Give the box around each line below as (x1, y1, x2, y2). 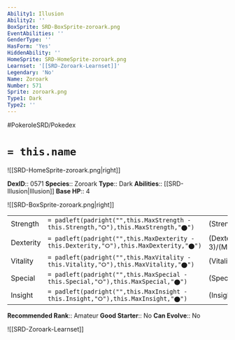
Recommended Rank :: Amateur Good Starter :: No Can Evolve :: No (7, 311, 201, 320)
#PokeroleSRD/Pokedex (7, 121, 76, 129)
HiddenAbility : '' (7, 50, 61, 57)
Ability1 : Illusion (7, 10, 64, 18)
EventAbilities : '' (7, 29, 64, 37)
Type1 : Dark (7, 95, 42, 102)
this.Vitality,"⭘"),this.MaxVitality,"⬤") (48, 260, 195, 268)
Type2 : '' (7, 102, 36, 109)
